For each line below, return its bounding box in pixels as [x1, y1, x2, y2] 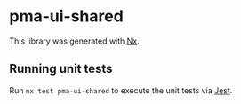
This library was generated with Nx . [9, 36, 140, 46]
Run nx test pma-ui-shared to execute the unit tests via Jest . [9, 84, 233, 95]
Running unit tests [9, 61, 113, 76]
